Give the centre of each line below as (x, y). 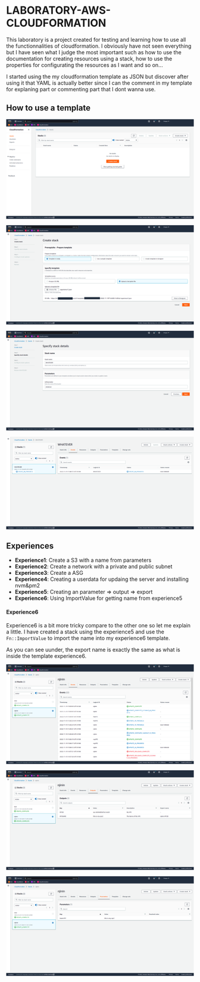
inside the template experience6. (46, 656)
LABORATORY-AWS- (59, 10)
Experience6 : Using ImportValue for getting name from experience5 (99, 598)
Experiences (30, 546)
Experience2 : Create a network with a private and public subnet (93, 567)
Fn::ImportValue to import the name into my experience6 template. (88, 638)
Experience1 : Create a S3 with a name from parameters (83, 560)
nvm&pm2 (27, 586)
